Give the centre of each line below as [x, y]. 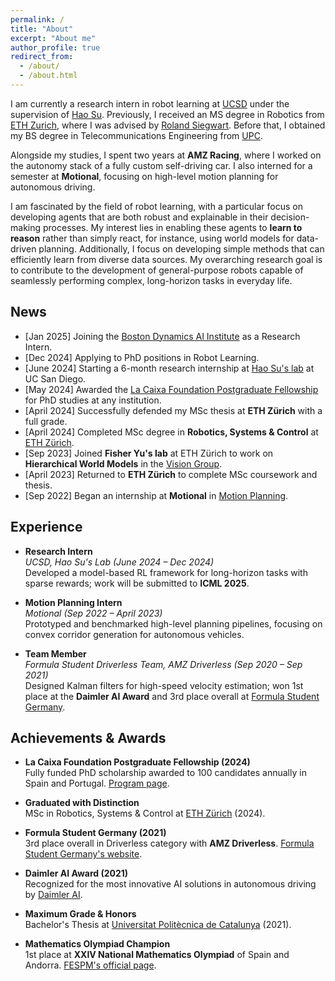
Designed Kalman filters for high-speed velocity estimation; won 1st [164, 685]
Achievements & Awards [88, 737]
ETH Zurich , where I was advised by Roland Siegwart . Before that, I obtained [168, 125]
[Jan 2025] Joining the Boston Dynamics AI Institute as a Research [162, 336]
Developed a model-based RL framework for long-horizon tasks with [166, 572]
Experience [46, 527]
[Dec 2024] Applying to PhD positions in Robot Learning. [142, 357]
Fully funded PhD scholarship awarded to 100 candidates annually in [165, 773]
